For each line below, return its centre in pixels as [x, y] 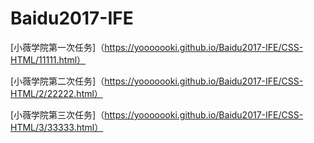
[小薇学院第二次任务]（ [57, 81]
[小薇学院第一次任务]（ [57, 47]
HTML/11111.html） [48, 59]
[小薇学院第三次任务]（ [57, 114]
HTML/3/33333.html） [57, 127]
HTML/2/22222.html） [56, 93]
